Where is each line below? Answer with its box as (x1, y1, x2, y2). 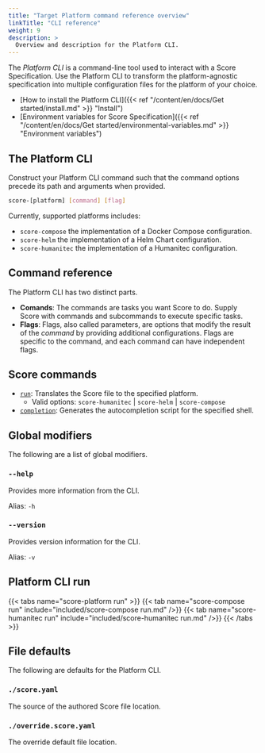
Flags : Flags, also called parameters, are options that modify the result (19, 319, 252, 329)
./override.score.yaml (8, 721, 96, 730)
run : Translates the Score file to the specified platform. (19, 389, 198, 398)
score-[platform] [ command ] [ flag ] (8, 196, 126, 205)
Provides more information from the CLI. (8, 486, 140, 495)
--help (8, 470, 34, 478)
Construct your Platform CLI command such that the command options (8, 172, 240, 182)
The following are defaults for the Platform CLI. (8, 666, 161, 675)
